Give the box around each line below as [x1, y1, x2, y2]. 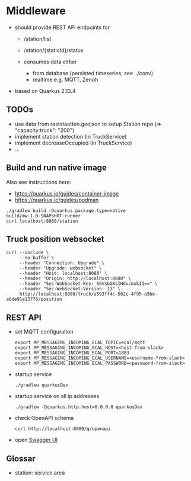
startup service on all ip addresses [14, 393, 100, 400]
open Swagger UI [14, 437, 58, 444]
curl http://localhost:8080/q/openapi [14, 426, 111, 432]
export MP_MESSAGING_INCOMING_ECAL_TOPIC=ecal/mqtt [14, 339, 145, 346]
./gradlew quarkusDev [14, 382, 68, 389]
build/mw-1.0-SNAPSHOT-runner [6, 213, 81, 219]
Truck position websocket [6, 234, 105, 244]
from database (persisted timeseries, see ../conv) [32, 69, 154, 76]
